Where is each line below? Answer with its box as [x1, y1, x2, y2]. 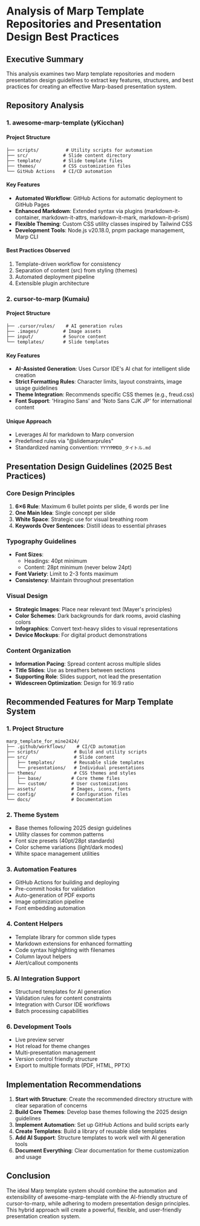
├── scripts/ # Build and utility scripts [6, 749, 147, 755]
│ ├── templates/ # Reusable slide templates [6, 759, 145, 765]
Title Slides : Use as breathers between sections [15, 667, 135, 674]
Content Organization [6, 646, 71, 655]
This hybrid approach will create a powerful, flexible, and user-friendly [6, 1206, 182, 1213]
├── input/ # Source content [6, 334, 107, 340]
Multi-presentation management [15, 1049, 95, 1057]
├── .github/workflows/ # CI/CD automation [6, 743, 126, 750]
